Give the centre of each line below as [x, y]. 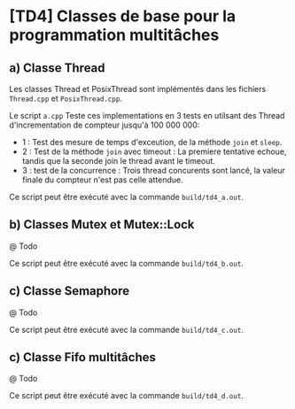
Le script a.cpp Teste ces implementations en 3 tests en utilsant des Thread [147, 116]
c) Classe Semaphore [70, 291]
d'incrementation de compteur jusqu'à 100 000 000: [105, 125]
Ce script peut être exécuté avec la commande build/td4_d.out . [126, 396]
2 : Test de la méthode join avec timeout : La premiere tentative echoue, [154, 151]
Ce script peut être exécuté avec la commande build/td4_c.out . [126, 329]
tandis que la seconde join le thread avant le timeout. [118, 161]
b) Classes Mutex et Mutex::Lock [102, 224]
